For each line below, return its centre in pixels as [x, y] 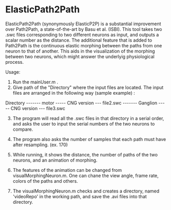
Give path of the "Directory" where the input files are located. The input [88, 87]
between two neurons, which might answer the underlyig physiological [80, 56]
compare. [23, 129]
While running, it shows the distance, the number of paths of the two [85, 154]
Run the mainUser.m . [35, 82]
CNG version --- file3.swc [38, 108]
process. [15, 62]
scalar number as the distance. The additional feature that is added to [79, 40]
